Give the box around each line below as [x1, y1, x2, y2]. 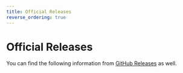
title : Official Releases [6, 8, 71, 15]
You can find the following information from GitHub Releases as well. [6, 60, 177, 67]
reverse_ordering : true [6, 14, 66, 20]
